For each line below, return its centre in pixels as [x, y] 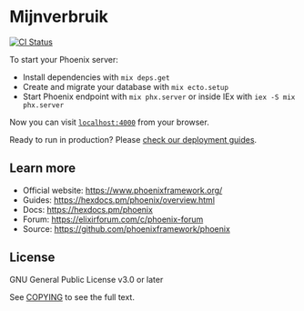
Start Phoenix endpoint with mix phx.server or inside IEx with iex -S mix [159, 96]
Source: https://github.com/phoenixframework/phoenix [126, 228]
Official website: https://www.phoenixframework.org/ [122, 190]
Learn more [43, 169]
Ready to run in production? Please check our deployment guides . [133, 139]
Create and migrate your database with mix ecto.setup [126, 86]
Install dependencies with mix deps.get [96, 77]
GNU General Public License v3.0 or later [86, 279]
